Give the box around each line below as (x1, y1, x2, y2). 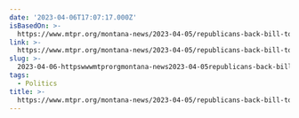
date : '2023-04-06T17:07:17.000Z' (9, 12, 138, 22)
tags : (9, 71, 29, 80)
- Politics (17, 79, 58, 88)
